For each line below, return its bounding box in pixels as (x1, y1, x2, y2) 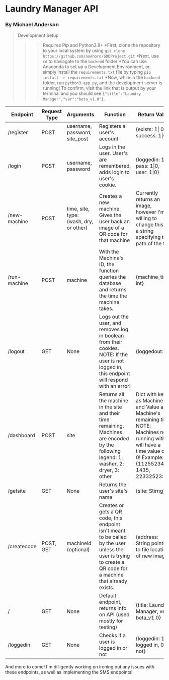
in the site (99, 403, 122, 410)
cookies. (99, 345, 119, 352)
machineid (66, 540, 92, 547)
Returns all (99, 391, 124, 398)
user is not (99, 357, 124, 364)
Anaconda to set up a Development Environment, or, (42, 64, 151, 70)
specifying (135, 234, 161, 241)
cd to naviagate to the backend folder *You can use (42, 59, 147, 65)
